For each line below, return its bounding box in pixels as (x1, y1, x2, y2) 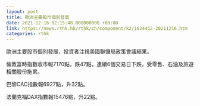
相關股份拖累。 (6, 68, 43, 75)
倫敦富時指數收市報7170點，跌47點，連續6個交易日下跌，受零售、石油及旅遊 (6, 61, 194, 68)
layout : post (6, 8, 39, 15)
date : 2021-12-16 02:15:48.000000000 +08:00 (6, 20, 118, 26)
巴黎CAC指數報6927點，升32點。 (6, 81, 89, 88)
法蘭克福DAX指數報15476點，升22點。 (6, 93, 101, 101)
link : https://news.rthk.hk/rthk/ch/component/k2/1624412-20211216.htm (6, 25, 187, 32)
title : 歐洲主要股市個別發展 (6, 14, 70, 20)
